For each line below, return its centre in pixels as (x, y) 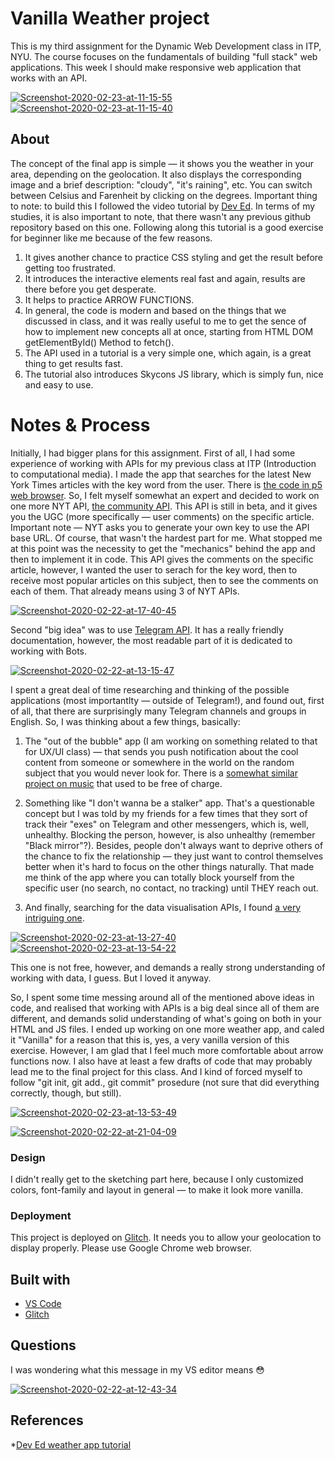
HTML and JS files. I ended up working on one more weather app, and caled (167, 1029)
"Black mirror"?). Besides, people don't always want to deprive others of (174, 845)
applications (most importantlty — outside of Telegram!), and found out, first (167, 700)
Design (28, 1157)
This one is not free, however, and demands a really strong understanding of (168, 967)
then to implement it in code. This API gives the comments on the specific (162, 559)
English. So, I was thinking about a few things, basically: (125, 721)
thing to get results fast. (73, 363)
